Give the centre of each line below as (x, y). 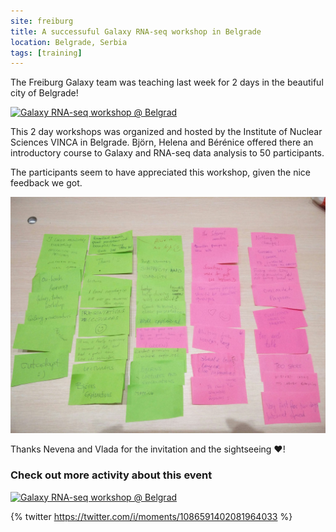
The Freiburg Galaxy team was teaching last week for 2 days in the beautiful (167, 82)
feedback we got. (46, 183)
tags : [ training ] (46, 53)
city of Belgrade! (44, 93)
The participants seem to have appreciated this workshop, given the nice (161, 172)
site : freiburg (42, 21)
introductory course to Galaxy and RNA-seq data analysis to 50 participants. (167, 153)
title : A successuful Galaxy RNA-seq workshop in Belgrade (136, 31)
